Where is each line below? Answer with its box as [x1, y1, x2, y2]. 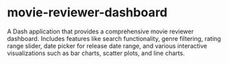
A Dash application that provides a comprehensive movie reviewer [7, 27, 194, 35]
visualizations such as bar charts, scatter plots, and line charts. [7, 49, 185, 57]
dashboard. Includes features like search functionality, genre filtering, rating [7, 34, 221, 42]
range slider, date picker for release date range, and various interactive [7, 42, 207, 50]
